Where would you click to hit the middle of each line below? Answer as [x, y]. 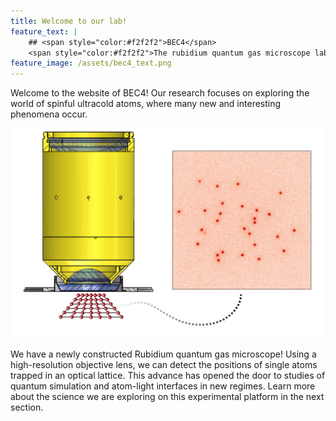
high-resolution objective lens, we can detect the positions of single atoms [164, 364]
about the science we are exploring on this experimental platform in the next [167, 396]
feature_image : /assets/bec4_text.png [91, 63]
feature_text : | [44, 31]
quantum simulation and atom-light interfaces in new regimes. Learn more [163, 386]
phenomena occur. [49, 114]
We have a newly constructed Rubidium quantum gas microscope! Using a [163, 354]
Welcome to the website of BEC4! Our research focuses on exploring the [160, 93]
